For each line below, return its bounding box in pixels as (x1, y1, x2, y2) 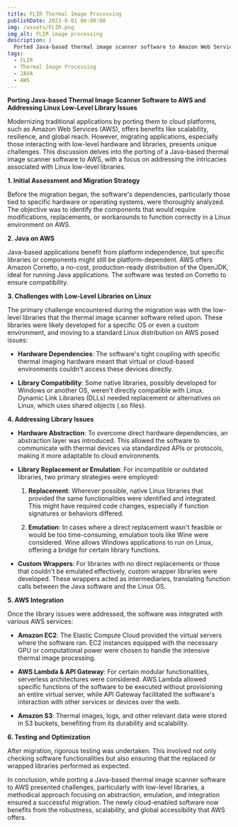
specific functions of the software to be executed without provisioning (17, 683, 223, 691)
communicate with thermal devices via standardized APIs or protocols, (17, 444, 225, 452)
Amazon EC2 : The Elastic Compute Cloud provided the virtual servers (17, 631, 222, 640)
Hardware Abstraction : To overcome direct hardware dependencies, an (17, 429, 228, 437)
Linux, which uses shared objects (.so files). (17, 401, 147, 410)
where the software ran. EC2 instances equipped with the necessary (17, 639, 218, 647)
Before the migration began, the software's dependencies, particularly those (7, 190, 230, 199)
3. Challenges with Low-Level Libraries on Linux (7, 292, 152, 301)
